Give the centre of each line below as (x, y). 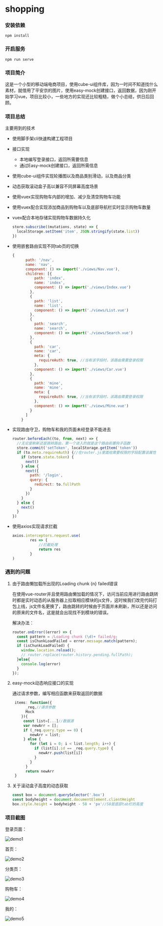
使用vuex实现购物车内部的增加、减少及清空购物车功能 (66, 197)
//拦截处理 (48, 545)
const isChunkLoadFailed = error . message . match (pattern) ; (77, 641)
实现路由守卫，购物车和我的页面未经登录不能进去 (61, 430)
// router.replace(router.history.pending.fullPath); (77, 655)
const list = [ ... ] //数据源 (49, 721)
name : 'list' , (48, 306)
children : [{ (39, 274)
